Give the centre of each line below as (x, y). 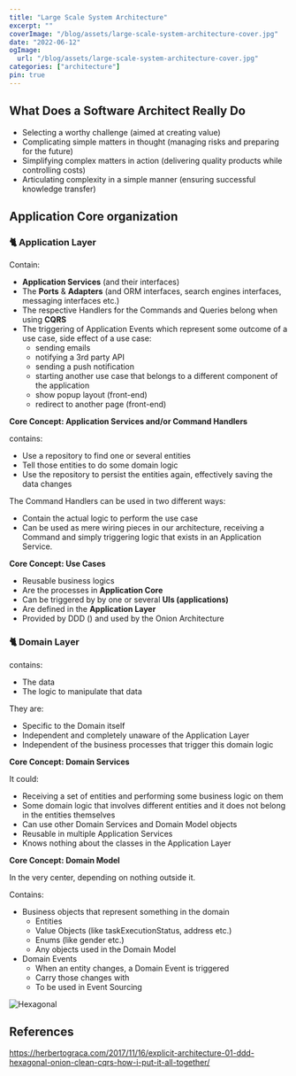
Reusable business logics (68, 581)
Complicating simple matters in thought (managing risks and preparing (151, 142)
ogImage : (25, 50)
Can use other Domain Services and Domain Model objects (129, 824)
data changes (47, 484)
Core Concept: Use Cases (57, 564)
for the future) (47, 151)
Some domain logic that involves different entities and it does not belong (154, 805)
